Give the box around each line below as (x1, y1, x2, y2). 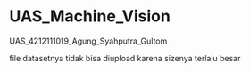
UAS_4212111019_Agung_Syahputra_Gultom (9, 36, 168, 46)
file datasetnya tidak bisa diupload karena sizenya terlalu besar (9, 52, 241, 63)
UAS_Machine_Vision (9, 6, 171, 27)
